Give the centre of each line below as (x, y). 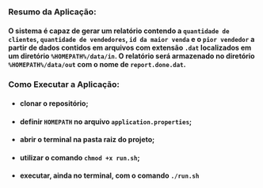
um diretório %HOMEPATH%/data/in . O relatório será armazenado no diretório (131, 56)
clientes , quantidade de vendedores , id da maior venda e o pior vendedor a (131, 39)
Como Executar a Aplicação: (64, 85)
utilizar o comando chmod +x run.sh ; (80, 157)
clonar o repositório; (54, 103)
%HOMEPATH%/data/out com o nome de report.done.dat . (97, 64)
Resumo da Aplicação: (52, 12)
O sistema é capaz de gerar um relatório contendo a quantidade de (119, 31)
